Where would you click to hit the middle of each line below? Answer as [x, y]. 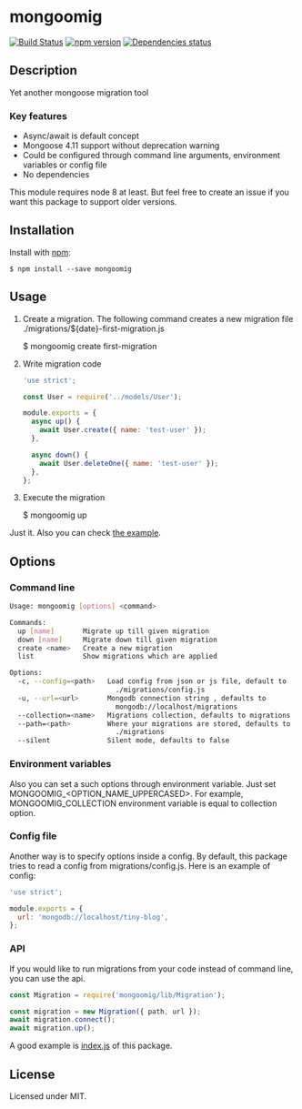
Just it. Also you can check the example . [86, 533]
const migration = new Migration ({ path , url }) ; [106, 1012]
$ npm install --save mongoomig [70, 269]
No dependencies [56, 175]
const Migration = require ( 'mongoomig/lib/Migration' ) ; [117, 995]
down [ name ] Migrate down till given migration [118, 640]
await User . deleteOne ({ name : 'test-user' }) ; [129, 463]
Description [43, 71]
